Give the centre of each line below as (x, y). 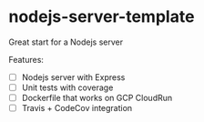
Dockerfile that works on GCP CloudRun (97, 98)
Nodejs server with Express (73, 77)
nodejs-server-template (102, 17)
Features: (26, 59)
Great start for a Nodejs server (66, 42)
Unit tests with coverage (67, 87)
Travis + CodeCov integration (77, 108)
